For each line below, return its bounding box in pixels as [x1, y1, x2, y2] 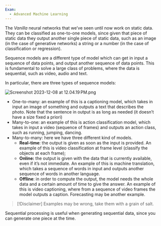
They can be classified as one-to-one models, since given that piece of [5, 30, 147, 36]
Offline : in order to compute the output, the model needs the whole [19, 176, 153, 182]
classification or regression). [5, 46, 62, 51]
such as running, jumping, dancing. [12, 129, 82, 135]
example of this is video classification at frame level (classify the [19, 145, 148, 151]
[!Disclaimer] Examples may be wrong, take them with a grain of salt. [16, 201, 154, 207]
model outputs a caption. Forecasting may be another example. [19, 191, 146, 197]
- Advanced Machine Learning [9, 12, 68, 16]
